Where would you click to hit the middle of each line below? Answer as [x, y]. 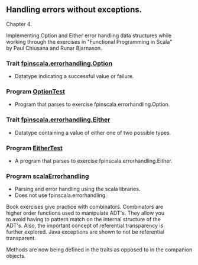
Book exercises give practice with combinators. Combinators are [85, 207]
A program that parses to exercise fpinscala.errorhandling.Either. [93, 161]
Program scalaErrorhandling [48, 176]
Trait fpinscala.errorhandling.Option [59, 63]
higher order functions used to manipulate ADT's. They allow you [85, 213]
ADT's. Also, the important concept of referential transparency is [85, 226]
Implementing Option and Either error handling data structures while [89, 35]
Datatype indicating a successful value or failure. [74, 76]
